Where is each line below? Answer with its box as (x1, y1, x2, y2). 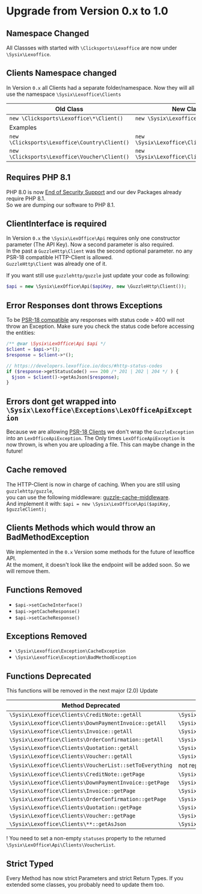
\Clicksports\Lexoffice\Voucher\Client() (9, 153, 130, 160)
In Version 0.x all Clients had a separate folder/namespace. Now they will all (6, 84, 194, 91)
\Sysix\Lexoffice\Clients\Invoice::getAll (9, 728, 133, 735)
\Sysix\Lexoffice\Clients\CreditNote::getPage (9, 771, 145, 778)
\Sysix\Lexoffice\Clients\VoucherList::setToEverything (9, 762, 173, 769)
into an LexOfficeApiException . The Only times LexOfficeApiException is (6, 435, 185, 442)
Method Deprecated (61, 701, 120, 710)
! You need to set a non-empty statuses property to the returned (6, 835, 167, 842)
